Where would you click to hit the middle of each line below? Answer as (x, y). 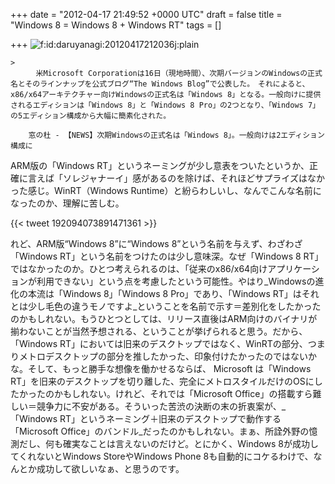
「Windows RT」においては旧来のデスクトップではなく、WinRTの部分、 (159, 343)
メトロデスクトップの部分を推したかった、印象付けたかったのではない (163, 356)
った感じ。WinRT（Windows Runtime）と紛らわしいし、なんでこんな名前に (166, 190)
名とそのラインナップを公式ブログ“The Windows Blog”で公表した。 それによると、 (160, 84)
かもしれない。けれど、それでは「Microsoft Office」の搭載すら (183, 393)
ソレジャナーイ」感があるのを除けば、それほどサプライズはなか (193, 178)
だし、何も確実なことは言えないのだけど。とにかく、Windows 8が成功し (168, 443)
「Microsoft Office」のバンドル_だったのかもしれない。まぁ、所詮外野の (160, 431)
